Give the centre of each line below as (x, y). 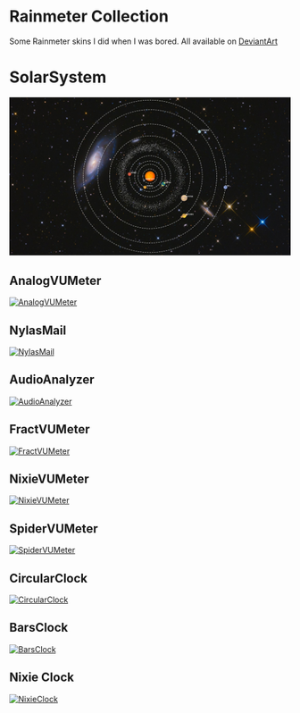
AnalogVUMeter (55, 280)
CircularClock (48, 578)
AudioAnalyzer (52, 380)
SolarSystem (58, 77)
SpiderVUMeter (54, 528)
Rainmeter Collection (89, 17)
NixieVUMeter (49, 479)
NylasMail (38, 330)
